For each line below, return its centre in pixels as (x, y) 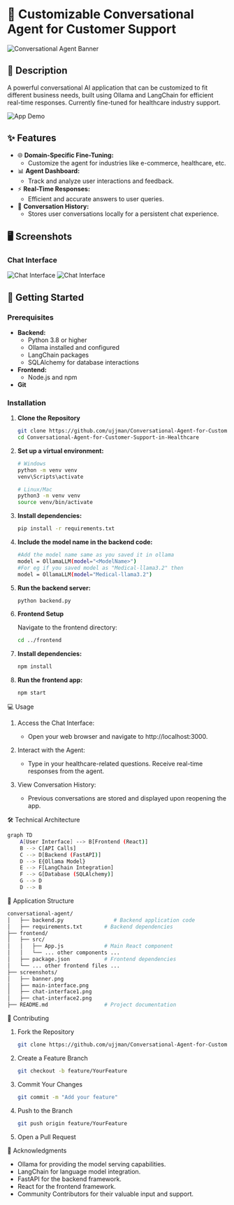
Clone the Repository (49, 418)
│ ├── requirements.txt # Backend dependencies (90, 927)
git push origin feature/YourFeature (72, 1123)
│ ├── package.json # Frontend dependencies (92, 960)
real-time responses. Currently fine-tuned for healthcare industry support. (114, 102)
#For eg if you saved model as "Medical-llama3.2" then (100, 568)
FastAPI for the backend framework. (70, 1179)
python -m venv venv (47, 470)
